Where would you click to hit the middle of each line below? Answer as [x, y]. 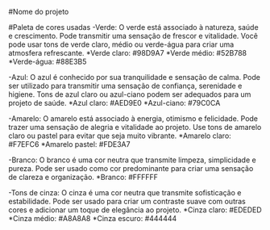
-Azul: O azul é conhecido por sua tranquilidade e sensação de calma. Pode [134, 77]
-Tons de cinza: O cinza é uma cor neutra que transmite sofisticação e [125, 192]
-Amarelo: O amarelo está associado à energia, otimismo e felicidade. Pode [133, 119]
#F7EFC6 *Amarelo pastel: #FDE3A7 [69, 144]
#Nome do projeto [39, 12]
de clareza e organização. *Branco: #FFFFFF [83, 177]
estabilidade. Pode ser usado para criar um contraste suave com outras [127, 201]
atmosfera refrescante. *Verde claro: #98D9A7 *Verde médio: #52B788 [128, 53]
